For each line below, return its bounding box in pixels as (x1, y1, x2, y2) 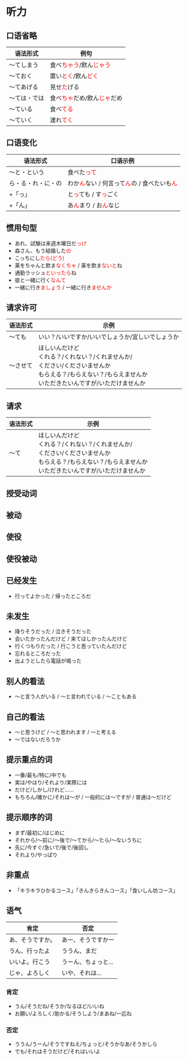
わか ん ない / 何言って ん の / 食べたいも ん (67, 179, 178, 187)
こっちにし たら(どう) (14, 254, 65, 262)
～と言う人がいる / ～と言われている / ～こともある (14, 693, 137, 700)
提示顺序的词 (6, 812, 53, 822)
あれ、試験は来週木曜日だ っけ (14, 239, 87, 247)
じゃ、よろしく (9, 969, 51, 977)
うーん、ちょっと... (61, 958, 114, 966)
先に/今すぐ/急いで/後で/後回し (14, 844, 89, 851)
